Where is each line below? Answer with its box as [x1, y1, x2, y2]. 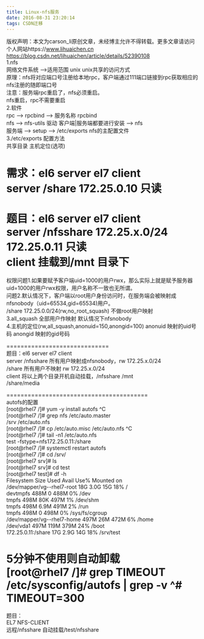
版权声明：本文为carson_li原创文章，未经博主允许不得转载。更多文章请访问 [6, 38, 195, 45]
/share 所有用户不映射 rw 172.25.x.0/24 [6, 365, 105, 372]
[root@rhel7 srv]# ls [6, 457, 57, 464]
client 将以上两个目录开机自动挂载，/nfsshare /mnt [6, 372, 134, 379]
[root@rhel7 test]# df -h [6, 470, 67, 477]
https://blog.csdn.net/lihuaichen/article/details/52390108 [6, 53, 150, 60]
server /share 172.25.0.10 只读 [6, 181, 162, 195]
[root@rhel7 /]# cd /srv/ [6, 450, 66, 458]
